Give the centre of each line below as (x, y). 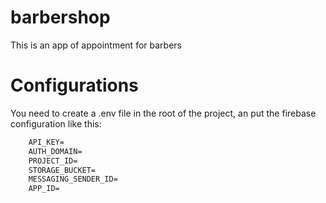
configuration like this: (56, 123)
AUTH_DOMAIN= (55, 151)
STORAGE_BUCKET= (62, 170)
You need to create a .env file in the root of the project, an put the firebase (163, 113)
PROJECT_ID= (53, 161)
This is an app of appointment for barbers (96, 45)
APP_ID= (44, 189)
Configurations (74, 85)
